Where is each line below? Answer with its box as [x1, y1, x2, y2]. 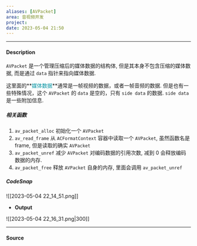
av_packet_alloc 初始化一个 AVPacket [14, 127, 104, 134]
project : [6, 19, 28, 25]
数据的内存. [14, 157, 42, 164]
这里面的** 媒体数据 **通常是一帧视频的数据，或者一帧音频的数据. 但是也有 [6, 82, 184, 89]
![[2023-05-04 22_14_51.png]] [6, 193, 79, 200]
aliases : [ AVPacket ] [6, 8, 57, 15]
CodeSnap [6, 178, 33, 185]
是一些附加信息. [6, 97, 44, 104]
